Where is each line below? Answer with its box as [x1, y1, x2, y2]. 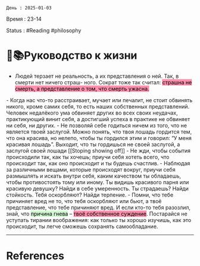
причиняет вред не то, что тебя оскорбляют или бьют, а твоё [6, 197, 162, 204]
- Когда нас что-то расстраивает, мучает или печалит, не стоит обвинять [6, 96, 193, 103]
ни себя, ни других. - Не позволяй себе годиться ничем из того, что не [6, 122, 187, 129]
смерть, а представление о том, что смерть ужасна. [14, 85, 149, 92]
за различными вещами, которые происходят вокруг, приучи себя [6, 166, 176, 173]
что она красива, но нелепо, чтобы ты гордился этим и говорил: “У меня [6, 134, 192, 141]
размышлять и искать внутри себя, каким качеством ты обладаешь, [6, 172, 182, 179]
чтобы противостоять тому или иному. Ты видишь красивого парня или [6, 178, 189, 186]
